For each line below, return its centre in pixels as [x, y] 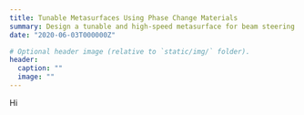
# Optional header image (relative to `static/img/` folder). [130, 51]
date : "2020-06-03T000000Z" [63, 35]
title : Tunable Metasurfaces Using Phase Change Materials [124, 18]
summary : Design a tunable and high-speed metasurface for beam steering [152, 26]
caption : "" [41, 68]
